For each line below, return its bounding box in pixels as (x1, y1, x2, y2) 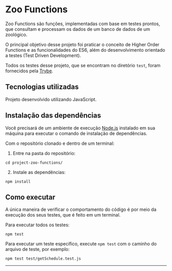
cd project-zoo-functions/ (5, 160, 63, 165)
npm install (5, 179, 31, 184)
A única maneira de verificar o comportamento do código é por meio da (5, 206, 157, 212)
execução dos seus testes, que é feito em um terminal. (5, 212, 121, 218)
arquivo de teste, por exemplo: (5, 246, 70, 253)
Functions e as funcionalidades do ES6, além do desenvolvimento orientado (5, 47, 165, 53)
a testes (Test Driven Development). (5, 52, 81, 59)
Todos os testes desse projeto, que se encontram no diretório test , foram (5, 62, 161, 68)
